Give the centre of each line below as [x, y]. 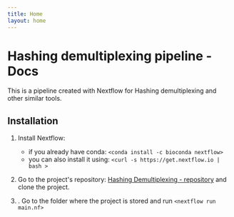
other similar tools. [35, 99]
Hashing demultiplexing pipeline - [110, 56]
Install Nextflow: [41, 138]
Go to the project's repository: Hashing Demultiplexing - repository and [122, 180]
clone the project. [44, 187]
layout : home [27, 21]
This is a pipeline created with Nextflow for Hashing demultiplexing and [112, 91]
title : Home [25, 14]
